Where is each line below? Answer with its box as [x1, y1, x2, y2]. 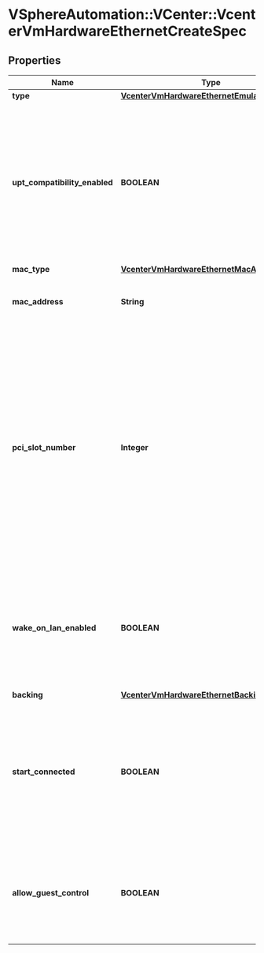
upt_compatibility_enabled [12, 177, 114, 188]
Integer [120, 442, 149, 452]
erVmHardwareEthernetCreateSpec [8, 22, 247, 40]
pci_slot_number [12, 442, 76, 452]
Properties [8, 54, 61, 67]
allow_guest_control [12, 888, 90, 898]
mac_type [12, 264, 50, 274]
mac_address [12, 296, 64, 307]
